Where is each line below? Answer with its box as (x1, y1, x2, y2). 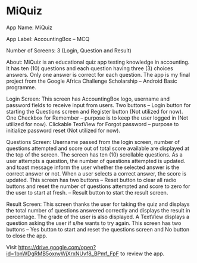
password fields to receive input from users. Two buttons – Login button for (6, 101, 191, 108)
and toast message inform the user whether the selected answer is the (6, 164, 180, 171)
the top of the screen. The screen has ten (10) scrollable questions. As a (6, 151, 183, 158)
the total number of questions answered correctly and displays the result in (6, 206, 190, 214)
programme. (6, 83, 37, 90)
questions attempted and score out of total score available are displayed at (6, 145, 189, 152)
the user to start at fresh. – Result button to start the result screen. (6, 189, 168, 196)
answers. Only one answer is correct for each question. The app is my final (6, 71, 190, 78)
